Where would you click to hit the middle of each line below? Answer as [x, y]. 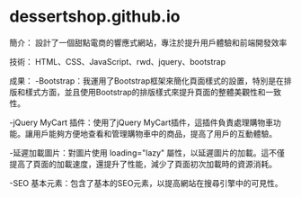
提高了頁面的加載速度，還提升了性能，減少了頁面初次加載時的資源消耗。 [143, 164]
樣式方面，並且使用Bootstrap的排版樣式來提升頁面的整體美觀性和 [146, 92]
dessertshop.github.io [95, 17]
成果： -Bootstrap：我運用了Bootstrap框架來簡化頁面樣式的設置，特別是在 [147, 81]
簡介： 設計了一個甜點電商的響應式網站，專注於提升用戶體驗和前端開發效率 [148, 42]
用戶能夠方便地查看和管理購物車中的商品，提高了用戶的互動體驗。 [155, 133]
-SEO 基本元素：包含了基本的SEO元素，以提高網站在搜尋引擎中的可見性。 [146, 183]
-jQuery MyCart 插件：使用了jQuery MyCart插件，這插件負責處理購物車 [142, 122]
